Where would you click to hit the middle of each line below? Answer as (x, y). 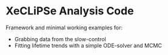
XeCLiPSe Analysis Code (70, 11)
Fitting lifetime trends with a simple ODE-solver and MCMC (88, 45)
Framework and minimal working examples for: (64, 27)
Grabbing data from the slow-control (60, 39)
